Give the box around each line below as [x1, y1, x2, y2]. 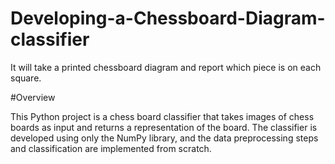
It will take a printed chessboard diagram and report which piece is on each [10, 61, 322, 73]
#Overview [10, 91, 56, 103]
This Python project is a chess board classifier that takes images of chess [10, 110, 315, 122]
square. [10, 72, 42, 84]
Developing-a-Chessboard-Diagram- [10, 7, 326, 30]
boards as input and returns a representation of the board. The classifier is [10, 121, 318, 133]
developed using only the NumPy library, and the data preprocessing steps [10, 132, 319, 144]
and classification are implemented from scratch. [10, 142, 212, 154]
